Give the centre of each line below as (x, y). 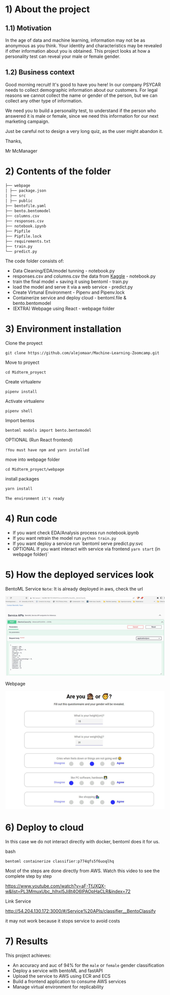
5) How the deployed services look (80, 575)
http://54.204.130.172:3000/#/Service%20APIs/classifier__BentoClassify (80, 911)
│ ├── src (16, 196)
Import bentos (20, 420)
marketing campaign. (27, 121)
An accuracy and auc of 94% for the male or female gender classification (88, 965)
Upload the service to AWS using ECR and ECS (61, 976)
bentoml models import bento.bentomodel (49, 430)
